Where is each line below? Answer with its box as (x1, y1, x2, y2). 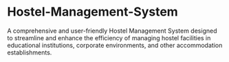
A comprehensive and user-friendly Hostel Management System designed (7, 27, 217, 35)
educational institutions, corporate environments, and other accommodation (7, 41, 223, 49)
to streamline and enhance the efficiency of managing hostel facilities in (7, 33, 211, 42)
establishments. (7, 48, 52, 57)
